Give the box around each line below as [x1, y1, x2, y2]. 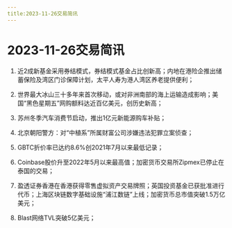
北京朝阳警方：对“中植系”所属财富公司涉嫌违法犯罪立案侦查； [17, 128, 194, 136]
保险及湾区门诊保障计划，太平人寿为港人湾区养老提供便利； [23, 75, 194, 83]
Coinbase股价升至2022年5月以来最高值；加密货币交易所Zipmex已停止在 [17, 158, 224, 166]
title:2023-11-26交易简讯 [7, 10, 78, 17]
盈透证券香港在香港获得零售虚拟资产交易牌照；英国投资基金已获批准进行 [17, 181, 224, 190]
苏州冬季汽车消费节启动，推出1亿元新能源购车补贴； [17, 113, 167, 122]
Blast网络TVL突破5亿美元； [17, 213, 96, 222]
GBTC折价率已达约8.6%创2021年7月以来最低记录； [17, 143, 164, 152]
